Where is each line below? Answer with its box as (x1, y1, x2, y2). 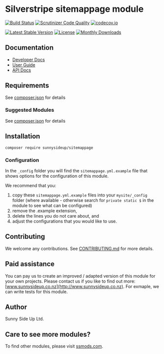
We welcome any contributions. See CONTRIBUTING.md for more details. (5, 245, 154, 252)
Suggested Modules (5, 107, 55, 114)
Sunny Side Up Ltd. (5, 316, 44, 322)
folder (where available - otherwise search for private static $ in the (12, 197, 154, 203)
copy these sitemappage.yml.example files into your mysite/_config (12, 192, 148, 198)
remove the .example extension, (12, 208, 77, 214)
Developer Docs (12, 57, 45, 63)
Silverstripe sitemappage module (5, 3, 144, 15)
